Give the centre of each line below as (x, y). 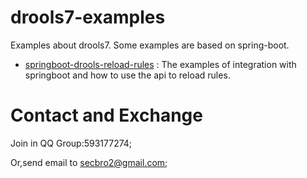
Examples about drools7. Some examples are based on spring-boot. (150, 45)
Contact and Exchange (106, 115)
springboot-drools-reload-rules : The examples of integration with (160, 64)
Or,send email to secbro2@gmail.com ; (89, 162)
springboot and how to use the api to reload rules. (127, 75)
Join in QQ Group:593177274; (71, 143)
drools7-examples (88, 17)
